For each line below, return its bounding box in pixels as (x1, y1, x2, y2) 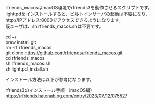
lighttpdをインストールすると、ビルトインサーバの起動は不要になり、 (5, 11, 150, 17)
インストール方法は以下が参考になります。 (5, 77, 94, 82)
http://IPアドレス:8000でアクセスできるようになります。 (5, 17, 123, 23)
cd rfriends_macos (5, 55, 45, 61)
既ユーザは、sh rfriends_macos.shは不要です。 (5, 23, 104, 29)
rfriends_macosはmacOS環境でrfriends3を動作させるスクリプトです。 (5, 5, 153, 10)
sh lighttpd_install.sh (5, 66, 48, 72)
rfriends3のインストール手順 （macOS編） (5, 87, 95, 93)
